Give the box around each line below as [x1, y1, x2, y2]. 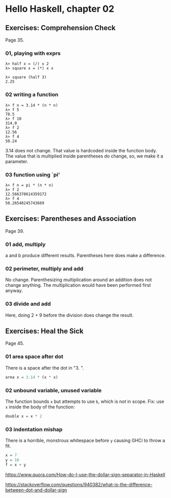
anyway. [5, 287, 23, 294]
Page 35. [5, 37, 25, 43]
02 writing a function [5, 91, 59, 98]
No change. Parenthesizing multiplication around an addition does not [5, 277, 152, 283]
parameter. [5, 158, 29, 164]
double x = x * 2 [5, 414, 42, 419]
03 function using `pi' [5, 171, 60, 178]
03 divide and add [5, 300, 51, 307]
